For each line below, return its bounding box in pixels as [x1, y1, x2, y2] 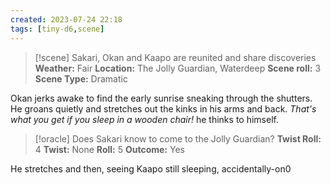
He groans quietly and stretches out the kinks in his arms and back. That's [10, 102, 317, 115]
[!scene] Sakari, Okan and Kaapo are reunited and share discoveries [34, 51, 317, 63]
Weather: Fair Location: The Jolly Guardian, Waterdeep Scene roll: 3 [34, 62, 322, 74]
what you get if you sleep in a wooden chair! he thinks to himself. [10, 113, 279, 125]
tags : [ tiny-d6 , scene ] [10, 24, 105, 34]
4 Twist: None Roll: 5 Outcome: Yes [34, 143, 185, 155]
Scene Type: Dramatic [34, 72, 128, 85]
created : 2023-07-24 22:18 [10, 14, 123, 25]
